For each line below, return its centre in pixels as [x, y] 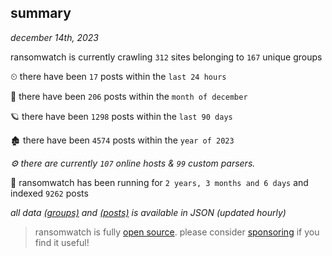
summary [41, 13]
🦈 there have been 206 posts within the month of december [129, 96]
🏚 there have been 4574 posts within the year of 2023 [122, 140]
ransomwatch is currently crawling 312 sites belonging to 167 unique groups [166, 57]
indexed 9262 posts [49, 193]
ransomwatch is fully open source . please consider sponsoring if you [177, 232]
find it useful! [62, 242]
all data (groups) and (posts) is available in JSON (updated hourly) [148, 212]
